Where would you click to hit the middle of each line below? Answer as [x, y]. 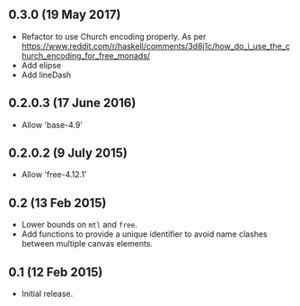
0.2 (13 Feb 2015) [57, 203]
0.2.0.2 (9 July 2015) [68, 153]
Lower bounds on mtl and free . [79, 225]
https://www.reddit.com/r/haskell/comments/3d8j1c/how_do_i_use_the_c [156, 46]
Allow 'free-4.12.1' [54, 175]
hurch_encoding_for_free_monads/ [86, 55]
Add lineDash [46, 75]
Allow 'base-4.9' [52, 124]
